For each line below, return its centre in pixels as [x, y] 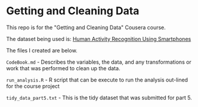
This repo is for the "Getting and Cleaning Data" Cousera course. [86, 27]
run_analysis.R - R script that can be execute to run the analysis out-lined [97, 80]
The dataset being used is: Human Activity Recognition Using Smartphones [99, 39]
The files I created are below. [42, 50]
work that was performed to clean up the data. [63, 68]
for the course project [33, 86]
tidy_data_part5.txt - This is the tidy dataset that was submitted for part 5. [99, 97]
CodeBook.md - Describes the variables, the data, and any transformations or [99, 62]
